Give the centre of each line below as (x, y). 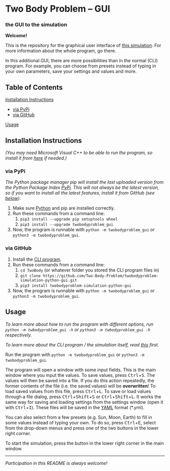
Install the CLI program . (37, 259)
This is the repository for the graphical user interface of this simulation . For (83, 46)
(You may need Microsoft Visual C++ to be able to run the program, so (79, 153)
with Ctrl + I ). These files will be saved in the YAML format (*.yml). (75, 407)
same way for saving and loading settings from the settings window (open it (84, 402)
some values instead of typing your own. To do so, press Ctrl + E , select (80, 422)
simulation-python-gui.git (49, 280)
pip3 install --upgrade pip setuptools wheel (69, 219)
